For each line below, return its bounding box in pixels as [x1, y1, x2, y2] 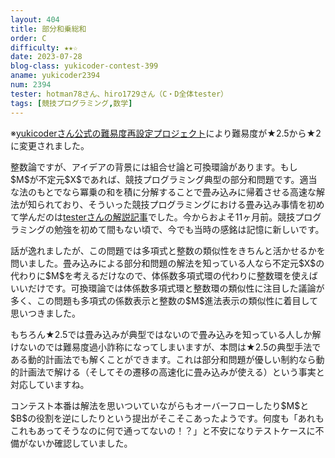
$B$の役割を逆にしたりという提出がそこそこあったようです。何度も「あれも [10, 412, 325, 424]
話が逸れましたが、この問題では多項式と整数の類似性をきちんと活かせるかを [10, 244, 326, 256]
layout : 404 [10, 14, 60, 25]
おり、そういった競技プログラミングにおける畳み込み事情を [62, 198, 308, 210]
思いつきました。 [10, 307, 81, 319]
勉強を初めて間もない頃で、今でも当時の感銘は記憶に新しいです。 [53, 223, 325, 235]
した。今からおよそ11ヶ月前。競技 [156, 211, 296, 223]
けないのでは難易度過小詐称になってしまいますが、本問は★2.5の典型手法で [10, 341, 322, 353]
